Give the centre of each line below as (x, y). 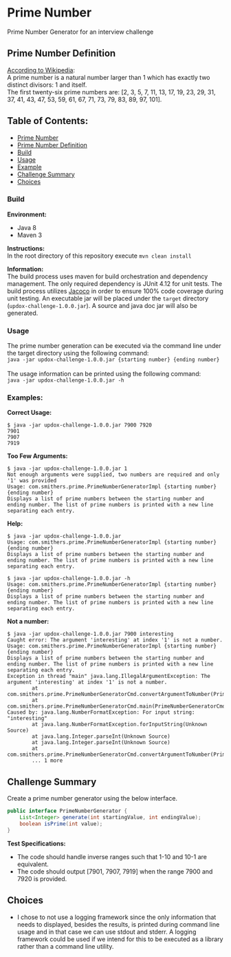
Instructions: (26, 248)
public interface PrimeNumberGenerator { (67, 811)
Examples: (25, 398)
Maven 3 (30, 235)
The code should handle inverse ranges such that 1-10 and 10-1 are (112, 856)
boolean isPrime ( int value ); (61, 824)
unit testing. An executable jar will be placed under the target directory (108, 298)
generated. (23, 313)
